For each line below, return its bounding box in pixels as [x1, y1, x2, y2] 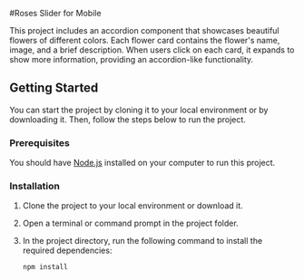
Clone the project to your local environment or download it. [22, 200, 243, 211]
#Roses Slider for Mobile [9, 8, 102, 18]
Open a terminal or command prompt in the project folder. [22, 217, 239, 229]
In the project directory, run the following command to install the [22, 236, 263, 246]
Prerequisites [9, 136, 70, 149]
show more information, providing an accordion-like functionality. [9, 54, 254, 64]
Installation [9, 180, 61, 193]
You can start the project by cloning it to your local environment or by [9, 104, 269, 115]
